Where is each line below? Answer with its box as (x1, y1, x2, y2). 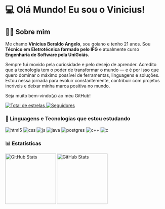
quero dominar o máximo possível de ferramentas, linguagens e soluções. (5, 72, 160, 78)
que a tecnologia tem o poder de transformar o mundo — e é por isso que (5, 67, 159, 73)
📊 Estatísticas (5, 140, 42, 147)
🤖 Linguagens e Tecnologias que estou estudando (5, 115, 131, 122)
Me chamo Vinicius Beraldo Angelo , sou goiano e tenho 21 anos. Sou (5, 41, 151, 47)
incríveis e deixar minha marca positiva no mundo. (5, 83, 110, 89)
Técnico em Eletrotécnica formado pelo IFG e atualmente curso (5, 46, 139, 52)
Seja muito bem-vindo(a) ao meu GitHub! (5, 93, 91, 98)
